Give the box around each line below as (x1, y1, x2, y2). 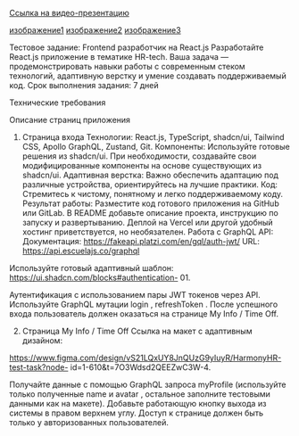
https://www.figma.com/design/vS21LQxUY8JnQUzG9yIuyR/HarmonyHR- (9, 352, 282, 363)
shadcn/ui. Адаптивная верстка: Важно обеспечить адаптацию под (21, 169, 279, 180)
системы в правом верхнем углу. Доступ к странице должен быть (9, 407, 263, 418)
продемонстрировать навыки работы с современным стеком (9, 62, 245, 71)
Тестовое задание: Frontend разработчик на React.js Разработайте (9, 42, 264, 53)
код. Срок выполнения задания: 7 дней (9, 80, 159, 90)
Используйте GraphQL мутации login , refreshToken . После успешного (9, 299, 278, 309)
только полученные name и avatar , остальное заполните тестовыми (9, 389, 270, 399)
